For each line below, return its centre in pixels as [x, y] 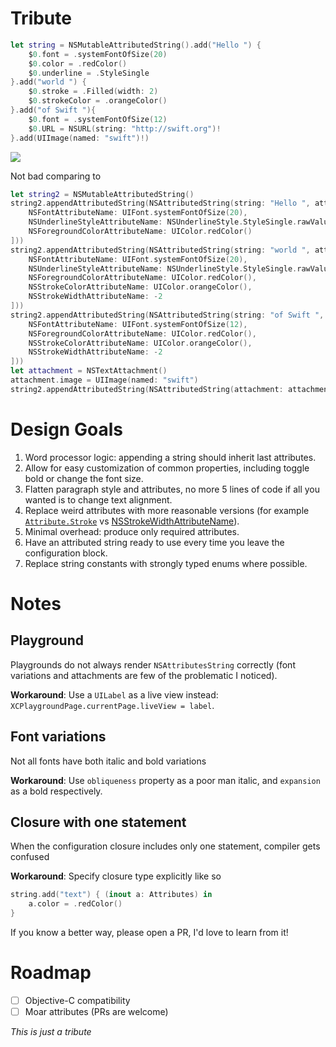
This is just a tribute [51, 1032]
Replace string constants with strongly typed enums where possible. [166, 563]
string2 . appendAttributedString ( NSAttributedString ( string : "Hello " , [160, 203]
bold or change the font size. [84, 478]
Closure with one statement [98, 822]
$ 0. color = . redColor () [78, 63]
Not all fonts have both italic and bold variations [108, 761]
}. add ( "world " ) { [48, 82]
